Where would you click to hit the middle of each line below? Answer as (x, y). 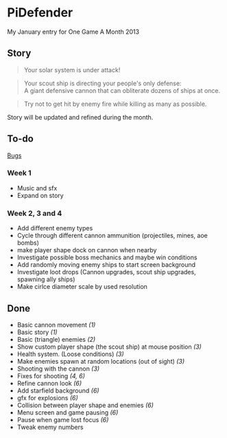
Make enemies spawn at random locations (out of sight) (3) (101, 361)
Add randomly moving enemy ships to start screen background (106, 265)
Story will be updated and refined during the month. (80, 117)
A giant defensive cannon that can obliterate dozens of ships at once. (122, 90)
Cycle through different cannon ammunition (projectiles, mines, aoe (112, 236)
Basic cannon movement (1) (56, 325)
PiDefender (40, 13)
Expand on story (40, 195)
